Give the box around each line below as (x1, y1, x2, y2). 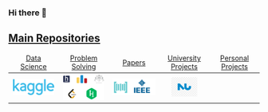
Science (19, 62, 47, 71)
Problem (69, 53, 98, 63)
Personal (219, 53, 250, 63)
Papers (122, 57, 146, 67)
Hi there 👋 (8, 7, 48, 18)
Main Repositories (8, 32, 101, 45)
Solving (71, 62, 97, 71)
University (167, 53, 202, 63)
